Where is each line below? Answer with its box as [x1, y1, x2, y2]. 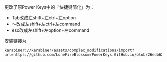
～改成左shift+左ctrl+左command [11, 21, 80, 27]
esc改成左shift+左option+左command [11, 27, 90, 33]
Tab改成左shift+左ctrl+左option [11, 15, 76, 21]
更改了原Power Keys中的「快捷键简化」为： [4, 4, 95, 10]
